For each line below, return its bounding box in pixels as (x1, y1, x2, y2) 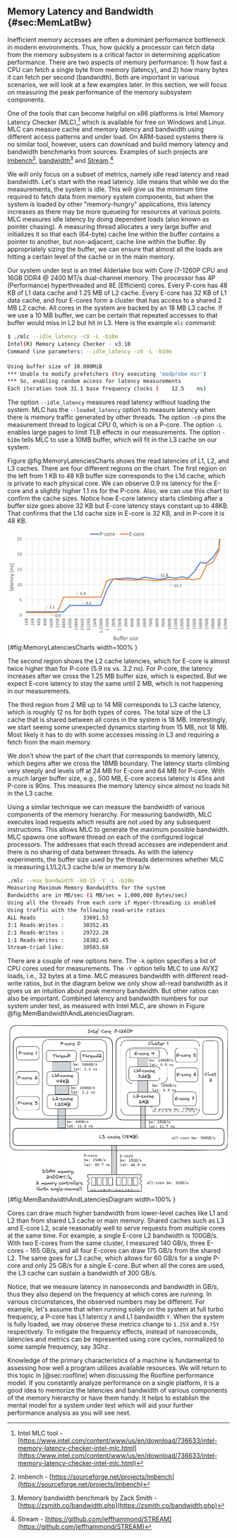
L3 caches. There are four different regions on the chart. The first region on (7, 464, 227, 473)
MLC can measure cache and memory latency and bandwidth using (7, 125, 205, 133)
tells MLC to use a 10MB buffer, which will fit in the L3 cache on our (21, 435, 217, 444)
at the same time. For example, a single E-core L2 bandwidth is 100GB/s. (7, 1231, 219, 1240)
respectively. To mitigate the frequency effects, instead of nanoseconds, (7, 1327, 218, 1336)
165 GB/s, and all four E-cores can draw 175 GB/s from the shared (30, 1246, 221, 1254)
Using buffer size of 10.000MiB (7, 363, 102, 370)
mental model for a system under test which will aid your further (7, 1400, 194, 1410)
